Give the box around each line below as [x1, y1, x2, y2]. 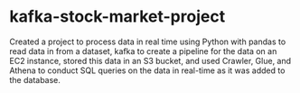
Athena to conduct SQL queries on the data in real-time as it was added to [9, 65, 286, 76]
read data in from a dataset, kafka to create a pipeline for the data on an [9, 45, 277, 56]
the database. [9, 74, 61, 85]
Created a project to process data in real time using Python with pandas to [9, 36, 286, 47]
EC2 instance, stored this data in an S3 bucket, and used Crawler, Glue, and [9, 55, 292, 66]
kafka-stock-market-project [9, 6, 226, 27]
